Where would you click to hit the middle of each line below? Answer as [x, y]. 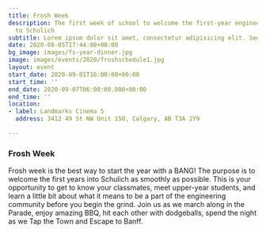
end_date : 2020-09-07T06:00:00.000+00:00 [78, 89]
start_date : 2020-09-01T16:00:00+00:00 [74, 75]
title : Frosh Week [38, 15]
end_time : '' [30, 97]
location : [25, 104]
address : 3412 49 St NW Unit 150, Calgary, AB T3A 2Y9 [108, 119]
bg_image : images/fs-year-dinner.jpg [70, 52]
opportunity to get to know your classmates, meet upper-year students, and [132, 188]
